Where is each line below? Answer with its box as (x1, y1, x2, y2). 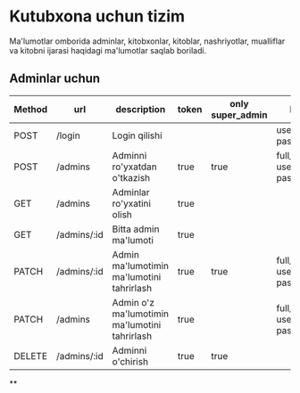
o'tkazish (112, 171, 151, 184)
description (115, 102, 166, 115)
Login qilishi (112, 129, 162, 142)
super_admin (211, 109, 268, 121)
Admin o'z (112, 296, 154, 308)
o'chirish (112, 355, 149, 367)
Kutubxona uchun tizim (9, 6, 186, 27)
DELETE (13, 349, 47, 362)
